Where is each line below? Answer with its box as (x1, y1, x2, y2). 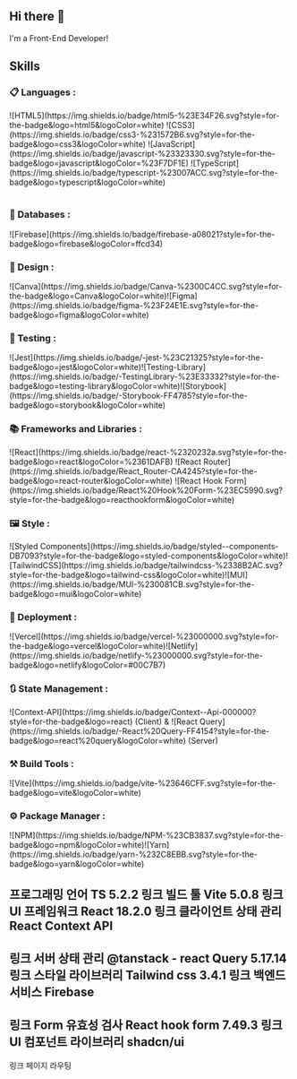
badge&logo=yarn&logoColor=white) (9, 859, 145, 869)
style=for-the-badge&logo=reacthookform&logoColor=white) (9, 494, 235, 505)
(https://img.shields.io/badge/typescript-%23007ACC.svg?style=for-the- (9, 167, 279, 177)
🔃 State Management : (9, 683, 109, 695)
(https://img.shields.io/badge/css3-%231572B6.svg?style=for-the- (9, 129, 256, 140)
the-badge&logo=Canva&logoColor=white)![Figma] (9, 290, 199, 301)
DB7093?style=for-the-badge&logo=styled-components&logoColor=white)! (9, 550, 289, 561)
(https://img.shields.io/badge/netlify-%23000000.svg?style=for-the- (9, 651, 264, 661)
